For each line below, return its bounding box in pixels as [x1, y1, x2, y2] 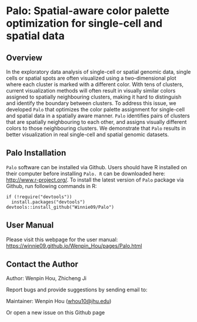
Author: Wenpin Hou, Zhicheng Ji [6, 275, 87, 282]
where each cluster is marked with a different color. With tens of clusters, [6, 81, 184, 88]
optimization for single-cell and [6, 17, 163, 30]
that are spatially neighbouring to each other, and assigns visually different [6, 119, 187, 125]
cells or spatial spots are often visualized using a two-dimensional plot [6, 75, 176, 81]
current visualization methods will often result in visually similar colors [6, 87, 176, 94]
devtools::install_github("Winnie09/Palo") [6, 204, 115, 210]
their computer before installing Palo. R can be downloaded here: [6, 170, 166, 177]
